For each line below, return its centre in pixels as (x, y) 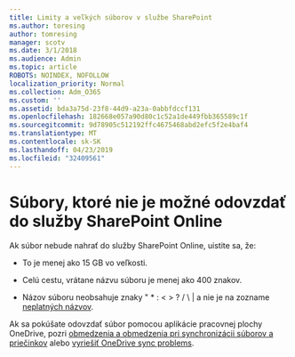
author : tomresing (43, 34)
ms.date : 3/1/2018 (43, 51)
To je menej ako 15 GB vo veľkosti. (85, 263)
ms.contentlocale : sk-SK (55, 142)
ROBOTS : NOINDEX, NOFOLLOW (59, 76)
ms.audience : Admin (45, 59)
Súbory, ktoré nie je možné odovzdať (148, 202)
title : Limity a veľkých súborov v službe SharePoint (111, 17)
